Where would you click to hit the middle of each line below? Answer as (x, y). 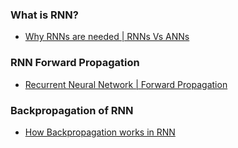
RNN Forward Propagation (75, 63)
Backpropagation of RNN (72, 110)
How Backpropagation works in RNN (100, 132)
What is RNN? (44, 15)
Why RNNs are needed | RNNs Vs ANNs (107, 37)
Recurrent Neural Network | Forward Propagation (126, 84)
